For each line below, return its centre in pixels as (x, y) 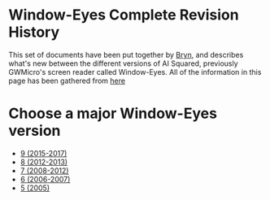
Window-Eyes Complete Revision (124, 15)
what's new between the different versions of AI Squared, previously (123, 63)
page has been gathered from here (67, 80)
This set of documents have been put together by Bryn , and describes (126, 54)
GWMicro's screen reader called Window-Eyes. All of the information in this (135, 72)
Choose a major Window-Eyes (113, 113)
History (34, 32)
